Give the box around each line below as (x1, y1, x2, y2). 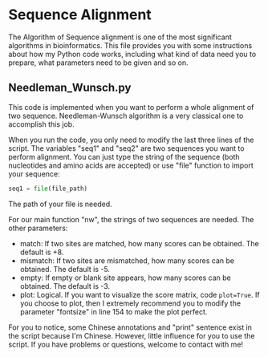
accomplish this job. (8, 119, 75, 129)
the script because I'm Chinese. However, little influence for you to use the (8, 331, 255, 340)
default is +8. (19, 247, 64, 257)
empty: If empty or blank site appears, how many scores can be (19, 273, 231, 282)
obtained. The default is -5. (19, 264, 111, 274)
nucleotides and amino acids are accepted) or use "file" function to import (8, 160, 254, 170)
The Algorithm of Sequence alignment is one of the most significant (8, 32, 233, 42)
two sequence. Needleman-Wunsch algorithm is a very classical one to (8, 111, 244, 120)
